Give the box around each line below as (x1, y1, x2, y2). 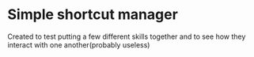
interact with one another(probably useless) (7, 40, 150, 49)
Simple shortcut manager (7, 6, 179, 24)
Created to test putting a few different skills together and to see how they (7, 32, 246, 41)
